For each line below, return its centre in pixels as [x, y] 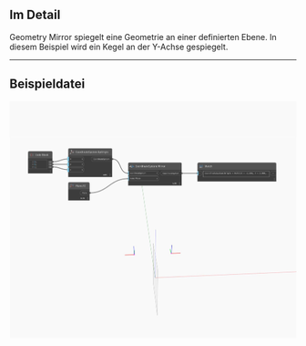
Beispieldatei [47, 84]
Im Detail [35, 15]
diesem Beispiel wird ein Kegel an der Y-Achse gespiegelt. [119, 47]
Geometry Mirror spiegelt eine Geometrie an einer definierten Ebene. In [143, 37]
